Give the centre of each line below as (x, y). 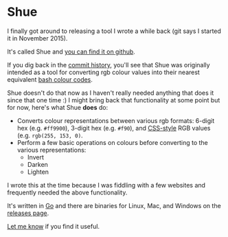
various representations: (52, 150)
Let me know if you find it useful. (54, 226)
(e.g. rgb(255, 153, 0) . (50, 135)
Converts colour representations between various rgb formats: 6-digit (116, 120)
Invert (36, 157)
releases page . (28, 213)
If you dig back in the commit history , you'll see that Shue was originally (109, 65)
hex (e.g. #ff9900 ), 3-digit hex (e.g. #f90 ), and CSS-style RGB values (114, 128)
